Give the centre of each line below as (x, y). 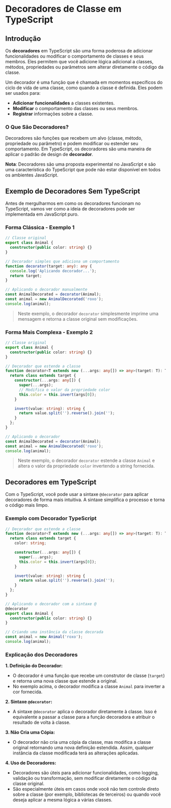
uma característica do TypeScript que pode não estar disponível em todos (83, 170)
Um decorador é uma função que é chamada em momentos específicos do (84, 82)
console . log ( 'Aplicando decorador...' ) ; (53, 271)
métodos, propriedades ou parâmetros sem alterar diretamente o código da (84, 67)
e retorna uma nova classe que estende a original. (65, 681)
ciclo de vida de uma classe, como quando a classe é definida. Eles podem (84, 88)
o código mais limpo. (27, 505)
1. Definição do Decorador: (34, 666)
